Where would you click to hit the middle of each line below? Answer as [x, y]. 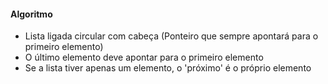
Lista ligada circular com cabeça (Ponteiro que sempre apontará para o [171, 36]
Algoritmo [31, 14]
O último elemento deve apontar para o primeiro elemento [144, 57]
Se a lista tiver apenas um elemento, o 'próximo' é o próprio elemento [168, 68]
